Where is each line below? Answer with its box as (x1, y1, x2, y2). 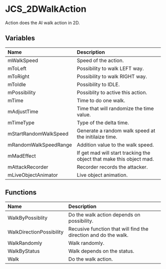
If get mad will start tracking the (77, 149, 151, 156)
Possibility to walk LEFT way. (77, 65, 144, 72)
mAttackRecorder (7, 164, 48, 170)
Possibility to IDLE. (77, 81, 120, 88)
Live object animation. (77, 171, 128, 178)
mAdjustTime (7, 108, 39, 115)
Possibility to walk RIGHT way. (77, 73, 147, 80)
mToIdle (7, 81, 26, 88)
